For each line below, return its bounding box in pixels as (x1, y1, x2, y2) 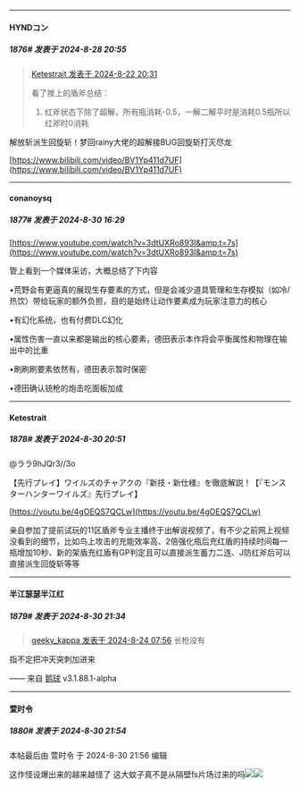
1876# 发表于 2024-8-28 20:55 (9, 44, 127, 55)
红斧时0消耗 (44, 117, 89, 128)
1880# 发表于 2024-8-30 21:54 (9, 725, 127, 736)
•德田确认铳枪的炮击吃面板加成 (9, 383, 123, 394)
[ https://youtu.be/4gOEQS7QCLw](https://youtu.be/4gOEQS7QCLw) (9, 506, 262, 517)
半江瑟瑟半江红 (9, 589, 64, 599)
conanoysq (9, 193, 52, 204)
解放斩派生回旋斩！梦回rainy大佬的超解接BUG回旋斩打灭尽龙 (9, 136, 232, 148)
